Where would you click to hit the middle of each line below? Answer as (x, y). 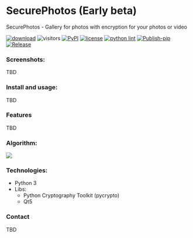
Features (19, 115)
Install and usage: (32, 87)
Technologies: (27, 170)
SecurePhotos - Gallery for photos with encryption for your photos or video (96, 27)
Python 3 (25, 183)
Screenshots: (26, 60)
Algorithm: (22, 143)
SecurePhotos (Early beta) (72, 11)
